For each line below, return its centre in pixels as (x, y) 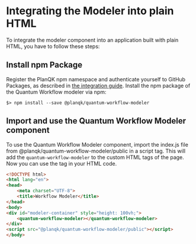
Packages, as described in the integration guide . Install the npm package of (98, 85)
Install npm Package (44, 65)
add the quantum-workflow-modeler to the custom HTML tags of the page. (95, 157)
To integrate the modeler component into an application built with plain (92, 40)
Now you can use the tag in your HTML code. (62, 163)
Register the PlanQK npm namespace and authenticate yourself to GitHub (96, 79)
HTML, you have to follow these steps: (53, 46)
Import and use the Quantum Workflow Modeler (96, 121)
